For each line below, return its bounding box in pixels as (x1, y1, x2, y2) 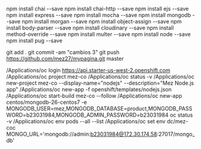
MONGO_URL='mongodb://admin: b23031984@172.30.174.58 (6, 130, 158, 138)
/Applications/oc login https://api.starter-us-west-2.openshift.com (6, 67, 171, 74)
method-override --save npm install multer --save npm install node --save (6, 31, 191, 38)
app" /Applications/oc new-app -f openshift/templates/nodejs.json (6, 86, 172, 93)
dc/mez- (167, 118, 188, 125)
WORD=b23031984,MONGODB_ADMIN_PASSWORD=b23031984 (6, 111, 169, 118)
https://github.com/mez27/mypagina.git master (6, 55, 124, 62)
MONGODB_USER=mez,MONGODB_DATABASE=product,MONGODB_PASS (6, 105, 193, 112)
